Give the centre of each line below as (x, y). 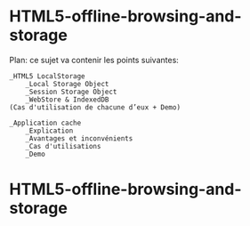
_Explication (49, 131)
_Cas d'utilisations (63, 146)
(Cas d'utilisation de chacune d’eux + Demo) (95, 107)
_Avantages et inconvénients (79, 138)
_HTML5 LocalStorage (48, 76)
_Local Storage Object (67, 84)
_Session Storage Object (71, 92)
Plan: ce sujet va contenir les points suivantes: (94, 60)
